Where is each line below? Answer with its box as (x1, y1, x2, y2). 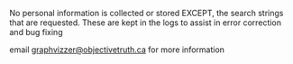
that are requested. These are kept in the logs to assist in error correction (9, 17, 282, 28)
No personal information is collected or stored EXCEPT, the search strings (9, 8, 284, 18)
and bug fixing (9, 27, 63, 37)
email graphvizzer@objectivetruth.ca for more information (9, 44, 225, 55)
